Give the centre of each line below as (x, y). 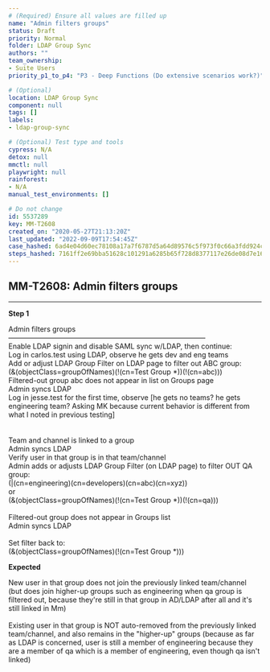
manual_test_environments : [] (59, 195)
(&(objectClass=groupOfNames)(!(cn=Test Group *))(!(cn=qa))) (114, 500)
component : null (35, 105)
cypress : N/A (30, 150)
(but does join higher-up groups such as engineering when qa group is (125, 591)
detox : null (28, 157)
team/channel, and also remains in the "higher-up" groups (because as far (131, 633)
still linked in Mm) (37, 608)
